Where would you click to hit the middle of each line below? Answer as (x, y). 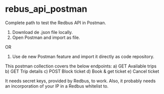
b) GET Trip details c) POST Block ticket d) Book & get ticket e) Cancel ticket (82, 71)
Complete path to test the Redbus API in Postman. (56, 23)
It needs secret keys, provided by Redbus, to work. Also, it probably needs (81, 81)
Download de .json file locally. (42, 32)
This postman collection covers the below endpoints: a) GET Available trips (81, 66)
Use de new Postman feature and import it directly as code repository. (83, 56)
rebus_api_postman (46, 9)
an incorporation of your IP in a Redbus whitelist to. (57, 86)
